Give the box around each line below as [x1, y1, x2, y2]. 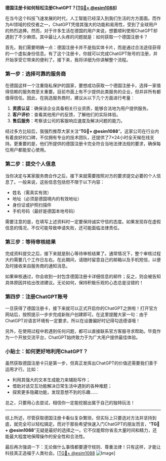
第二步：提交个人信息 [5, 160, 56, 167]
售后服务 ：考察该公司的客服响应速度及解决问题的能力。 [12, 118, 125, 124]
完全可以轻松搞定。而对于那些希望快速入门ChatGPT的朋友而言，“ [18, 421, 151, 427]
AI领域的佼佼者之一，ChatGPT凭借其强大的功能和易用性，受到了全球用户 [9, 22, 158, 27]
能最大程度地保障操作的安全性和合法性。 [5, 433, 87, 440]
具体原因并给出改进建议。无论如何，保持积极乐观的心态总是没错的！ [5, 279, 144, 285]
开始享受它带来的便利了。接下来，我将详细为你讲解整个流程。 [5, 57, 131, 62]
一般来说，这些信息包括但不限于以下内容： [18, 179, 105, 185]
